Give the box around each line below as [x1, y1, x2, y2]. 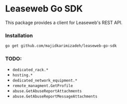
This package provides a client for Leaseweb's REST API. [5, 19, 123, 25]
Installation [5, 32, 33, 39]
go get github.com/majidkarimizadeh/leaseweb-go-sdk [5, 43, 117, 48]
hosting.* [12, 73, 33, 78]
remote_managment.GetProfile [12, 83, 73, 88]
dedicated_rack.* [12, 67, 49, 72]
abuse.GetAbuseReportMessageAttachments [12, 94, 98, 99]
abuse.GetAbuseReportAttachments [12, 88, 82, 94]
